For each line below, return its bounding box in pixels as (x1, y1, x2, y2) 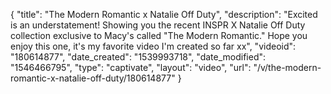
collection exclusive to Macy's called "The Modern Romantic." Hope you (10, 30, 308, 41)
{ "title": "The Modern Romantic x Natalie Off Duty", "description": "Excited (10, 9, 318, 20)
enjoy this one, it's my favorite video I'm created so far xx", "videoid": (10, 40, 297, 52)
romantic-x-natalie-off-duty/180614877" (10, 72, 176, 84)
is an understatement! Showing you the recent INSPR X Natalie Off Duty (10, 19, 306, 31)
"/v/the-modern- (253, 62, 322, 73)
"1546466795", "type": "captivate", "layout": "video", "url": (10, 62, 252, 73)
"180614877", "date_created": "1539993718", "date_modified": (10, 51, 267, 63)
